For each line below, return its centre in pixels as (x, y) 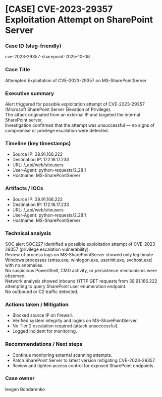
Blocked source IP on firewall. (43, 315)
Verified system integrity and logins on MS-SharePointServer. (75, 321)
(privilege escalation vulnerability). (55, 249)
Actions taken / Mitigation (37, 304)
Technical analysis (28, 233)
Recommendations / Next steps (44, 344)
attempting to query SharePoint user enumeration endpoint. (66, 286)
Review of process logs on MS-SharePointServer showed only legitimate (79, 254)
